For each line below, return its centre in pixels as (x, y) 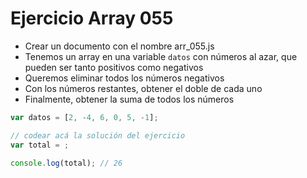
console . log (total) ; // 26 (66, 163)
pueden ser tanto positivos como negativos (114, 67)
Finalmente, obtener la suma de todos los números (129, 99)
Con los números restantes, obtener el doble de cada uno (143, 88)
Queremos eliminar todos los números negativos (124, 78)
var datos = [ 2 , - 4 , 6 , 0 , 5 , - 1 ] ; (84, 117)
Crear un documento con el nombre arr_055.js (119, 46)
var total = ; (40, 145)
